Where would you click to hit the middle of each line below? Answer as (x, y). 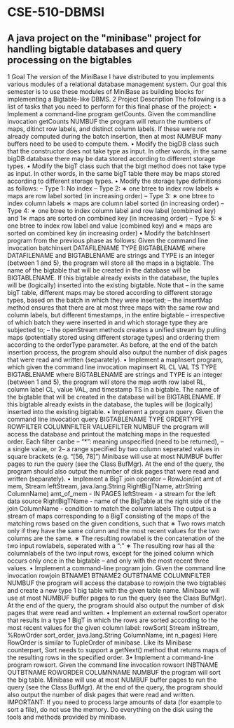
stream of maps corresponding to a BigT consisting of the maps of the (109, 516)
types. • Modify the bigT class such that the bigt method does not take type (117, 166)
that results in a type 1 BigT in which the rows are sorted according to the (113, 620)
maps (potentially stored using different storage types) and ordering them (113, 337)
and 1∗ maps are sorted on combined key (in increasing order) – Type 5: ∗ (115, 218)
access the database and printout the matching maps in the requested (109, 434)
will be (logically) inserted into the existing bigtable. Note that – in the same (116, 285)
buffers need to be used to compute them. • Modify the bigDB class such (113, 144)
